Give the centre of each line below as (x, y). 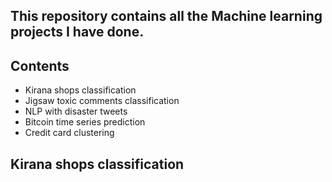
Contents (40, 65)
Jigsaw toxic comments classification (102, 101)
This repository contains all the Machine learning (166, 16)
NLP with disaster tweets (76, 111)
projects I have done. (77, 32)
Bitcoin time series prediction (85, 122)
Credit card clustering (69, 133)
